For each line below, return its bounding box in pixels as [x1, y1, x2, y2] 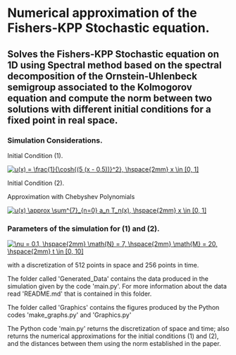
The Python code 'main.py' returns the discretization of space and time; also [7, 325, 230, 333]
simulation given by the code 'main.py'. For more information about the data [7, 282, 228, 291]
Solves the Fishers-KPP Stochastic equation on [7, 48, 220, 60]
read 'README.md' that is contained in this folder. [7, 289, 152, 298]
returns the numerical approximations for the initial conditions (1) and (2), [7, 332, 219, 340]
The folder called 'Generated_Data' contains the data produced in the [7, 275, 209, 283]
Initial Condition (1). [7, 151, 63, 160]
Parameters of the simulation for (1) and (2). [7, 224, 160, 234]
